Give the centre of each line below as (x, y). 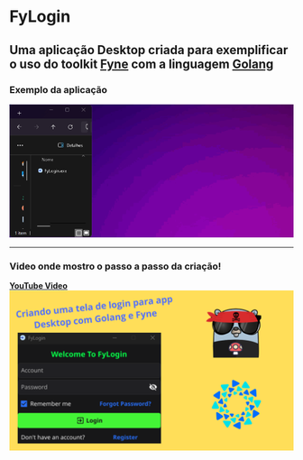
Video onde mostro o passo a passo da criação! (115, 266)
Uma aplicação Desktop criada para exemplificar (149, 50)
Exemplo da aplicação (59, 89)
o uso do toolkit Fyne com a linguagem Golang (142, 64)
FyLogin (40, 17)
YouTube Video (38, 286)
